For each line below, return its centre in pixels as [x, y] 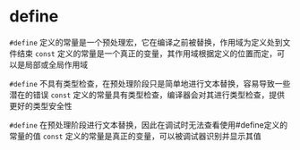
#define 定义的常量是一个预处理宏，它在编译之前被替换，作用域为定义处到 [146, 42]
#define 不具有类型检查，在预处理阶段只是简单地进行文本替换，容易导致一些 [150, 83]
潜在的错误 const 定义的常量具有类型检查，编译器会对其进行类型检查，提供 [147, 95]
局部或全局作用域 [56, 64]
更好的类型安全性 [41, 105]
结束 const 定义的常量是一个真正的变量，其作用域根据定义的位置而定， [147, 53]
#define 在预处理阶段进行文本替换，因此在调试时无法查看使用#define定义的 [149, 125]
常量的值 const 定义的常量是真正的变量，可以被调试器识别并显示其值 [135, 136]
